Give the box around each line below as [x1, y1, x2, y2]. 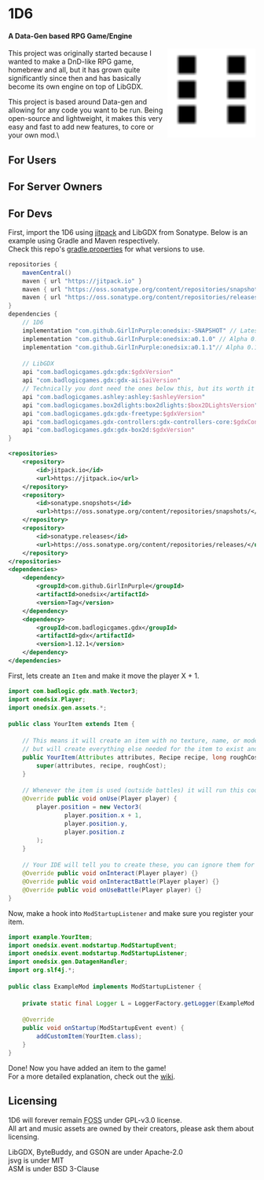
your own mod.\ [8, 130, 60, 140]
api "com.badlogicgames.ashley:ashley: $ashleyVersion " [22, 393, 206, 401]
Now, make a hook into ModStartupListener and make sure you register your [8, 908, 254, 918]
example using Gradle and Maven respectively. [8, 236, 159, 245]
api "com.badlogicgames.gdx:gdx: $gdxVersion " [22, 368, 174, 376]
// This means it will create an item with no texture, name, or [22, 737, 241, 745]
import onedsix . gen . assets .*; [8, 704, 108, 712]
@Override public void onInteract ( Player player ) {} [22, 870, 199, 878]
